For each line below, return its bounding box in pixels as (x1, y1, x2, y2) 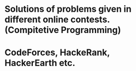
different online (4, 14, 69, 25)
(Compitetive (4, 25, 59, 35)
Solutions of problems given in (4, 3, 132, 15)
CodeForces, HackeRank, (4, 47, 110, 58)
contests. (70, 14, 110, 25)
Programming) (60, 25, 121, 35)
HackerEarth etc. (4, 58, 76, 69)
